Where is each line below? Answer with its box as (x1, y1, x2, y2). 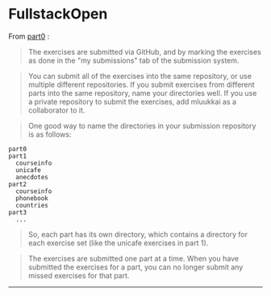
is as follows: (27, 129, 72, 139)
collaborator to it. (27, 105, 85, 115)
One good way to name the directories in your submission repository (27, 121, 256, 130)
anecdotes (15, 173, 48, 181)
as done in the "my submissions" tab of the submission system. (27, 55, 240, 65)
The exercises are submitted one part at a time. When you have (27, 253, 240, 263)
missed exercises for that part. (27, 270, 130, 280)
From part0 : (8, 31, 50, 41)
